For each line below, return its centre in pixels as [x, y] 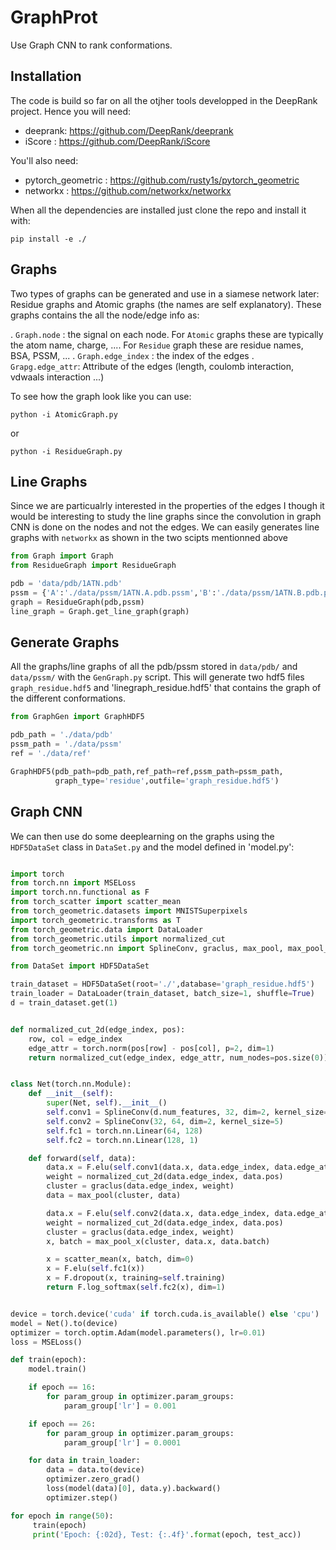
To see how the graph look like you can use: [101, 396]
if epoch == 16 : [62, 1387]
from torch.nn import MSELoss [73, 883]
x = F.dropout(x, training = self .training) [136, 1278]
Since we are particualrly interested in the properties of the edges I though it [167, 506]
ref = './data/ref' [51, 754]
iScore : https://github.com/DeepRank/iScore [117, 141]
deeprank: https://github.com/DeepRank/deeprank [129, 130]
